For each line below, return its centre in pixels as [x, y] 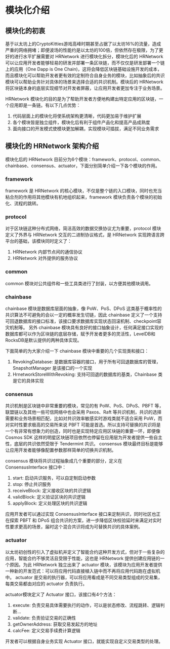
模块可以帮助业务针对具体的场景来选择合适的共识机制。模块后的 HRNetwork [84, 82]
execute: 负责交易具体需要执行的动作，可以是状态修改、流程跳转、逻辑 [86, 605]
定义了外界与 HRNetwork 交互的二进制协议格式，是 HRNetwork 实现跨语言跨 [85, 235]
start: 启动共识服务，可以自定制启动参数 [54, 478]
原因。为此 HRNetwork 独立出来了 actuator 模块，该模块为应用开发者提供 [86, 564]
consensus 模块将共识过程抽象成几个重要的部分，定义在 [64, 461]
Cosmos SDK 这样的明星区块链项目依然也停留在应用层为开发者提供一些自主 [84, 437]
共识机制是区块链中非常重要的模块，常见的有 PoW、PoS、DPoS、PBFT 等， [84, 406]
